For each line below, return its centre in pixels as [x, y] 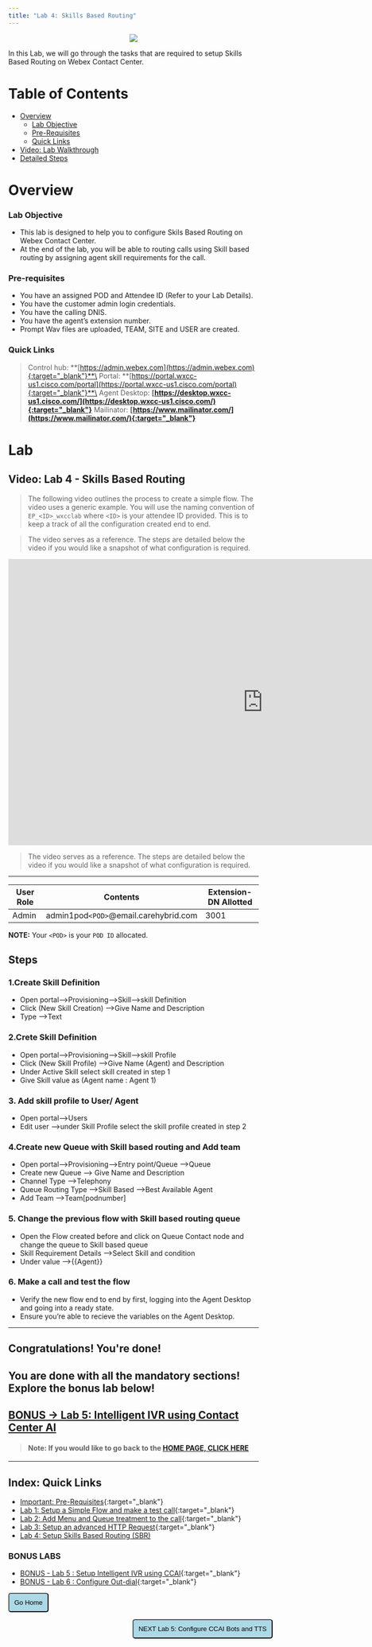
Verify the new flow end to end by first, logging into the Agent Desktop [136, 1299]
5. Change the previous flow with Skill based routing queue [124, 1219]
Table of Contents [68, 93]
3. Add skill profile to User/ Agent [74, 1101]
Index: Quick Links [55, 1483]
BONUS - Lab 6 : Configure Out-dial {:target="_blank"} [108, 1582]
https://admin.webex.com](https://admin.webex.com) [167, 367]
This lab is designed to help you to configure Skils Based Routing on [131, 232]
